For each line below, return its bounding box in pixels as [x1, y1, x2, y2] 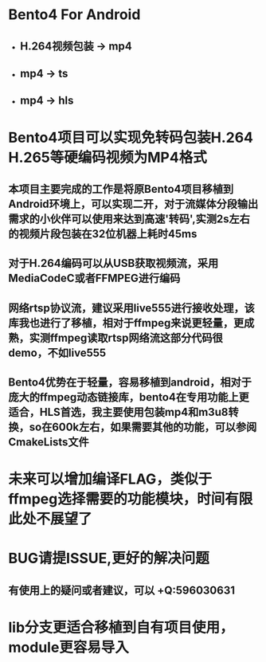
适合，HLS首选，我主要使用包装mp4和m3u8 [8, 405, 229, 419]
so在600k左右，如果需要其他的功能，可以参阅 [29, 421, 257, 434]
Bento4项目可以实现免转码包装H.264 [8, 128, 253, 147]
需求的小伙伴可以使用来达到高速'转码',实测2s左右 [8, 212, 251, 225]
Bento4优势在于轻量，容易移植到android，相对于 [8, 376, 252, 390]
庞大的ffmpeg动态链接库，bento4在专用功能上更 [8, 390, 249, 404]
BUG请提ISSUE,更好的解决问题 [8, 550, 209, 567]
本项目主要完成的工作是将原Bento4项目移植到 [8, 182, 234, 196]
